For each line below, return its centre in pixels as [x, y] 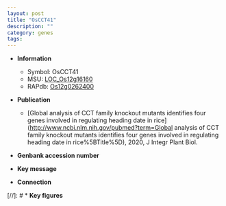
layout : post [26, 13]
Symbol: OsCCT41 [53, 72]
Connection [34, 182]
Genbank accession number [58, 156]
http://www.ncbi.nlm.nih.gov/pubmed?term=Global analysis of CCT [124, 128]
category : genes [30, 33]
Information [34, 58]
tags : [15, 39]
